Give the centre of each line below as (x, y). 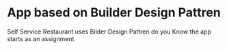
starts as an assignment (41, 38)
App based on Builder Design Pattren (114, 13)
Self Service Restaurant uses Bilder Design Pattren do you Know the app (109, 32)
